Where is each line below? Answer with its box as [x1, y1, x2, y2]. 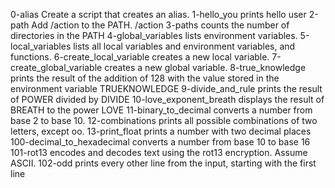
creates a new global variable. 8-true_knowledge [104, 62, 307, 73]
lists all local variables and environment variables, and [73, 40, 296, 52]
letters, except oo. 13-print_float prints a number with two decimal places [10, 125, 312, 137]
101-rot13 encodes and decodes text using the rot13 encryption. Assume [10, 147, 308, 158]
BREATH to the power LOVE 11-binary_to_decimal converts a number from [10, 104, 313, 116]
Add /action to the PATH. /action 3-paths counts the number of [31, 19, 290, 31]
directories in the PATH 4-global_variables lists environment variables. [10, 30, 298, 41]
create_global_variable [10, 62, 103, 73]
